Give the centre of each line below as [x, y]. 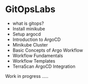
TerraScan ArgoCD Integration [44, 66]
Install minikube [29, 28]
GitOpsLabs [30, 9]
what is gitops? [28, 23]
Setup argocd [27, 34]
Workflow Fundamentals [38, 55]
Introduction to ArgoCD [37, 39]
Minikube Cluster [30, 45]
